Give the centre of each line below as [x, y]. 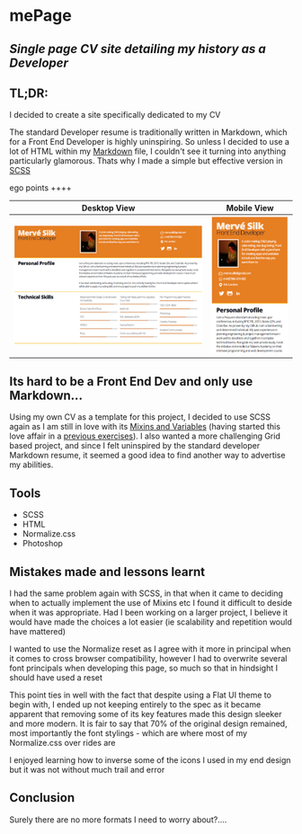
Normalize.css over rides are [62, 743]
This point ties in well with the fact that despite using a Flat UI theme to [141, 695]
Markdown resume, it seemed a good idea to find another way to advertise [147, 456]
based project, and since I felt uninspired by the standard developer [135, 446]
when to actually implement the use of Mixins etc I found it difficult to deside [151, 603]
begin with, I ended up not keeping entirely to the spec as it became [135, 705]
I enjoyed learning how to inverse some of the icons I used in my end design [150, 760]
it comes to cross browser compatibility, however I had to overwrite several [148, 659]
